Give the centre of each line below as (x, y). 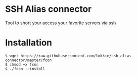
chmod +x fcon (24, 64)
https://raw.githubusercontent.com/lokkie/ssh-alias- (77, 56)
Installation (29, 43)
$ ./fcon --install (25, 69)
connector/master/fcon (28, 60)
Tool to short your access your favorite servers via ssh (61, 23)
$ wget (12, 56)
